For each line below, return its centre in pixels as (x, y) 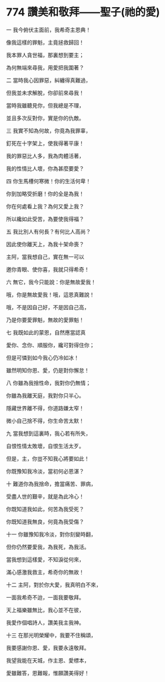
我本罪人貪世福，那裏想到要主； (45, 55)
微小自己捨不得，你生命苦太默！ (45, 421)
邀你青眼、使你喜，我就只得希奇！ (48, 269)
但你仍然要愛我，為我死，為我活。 (48, 547)
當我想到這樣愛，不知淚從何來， (45, 559)
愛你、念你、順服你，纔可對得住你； (50, 345)
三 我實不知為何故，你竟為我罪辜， (48, 131)
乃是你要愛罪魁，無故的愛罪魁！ (45, 320)
